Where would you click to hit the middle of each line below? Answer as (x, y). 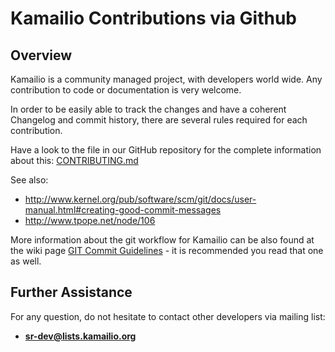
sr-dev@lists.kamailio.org (80, 336)
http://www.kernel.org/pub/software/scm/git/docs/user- (140, 199)
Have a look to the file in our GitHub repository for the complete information (166, 150)
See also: (29, 180)
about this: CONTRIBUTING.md (74, 160)
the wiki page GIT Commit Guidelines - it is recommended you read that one (167, 250)
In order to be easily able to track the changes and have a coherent (148, 109)
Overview (41, 55)
